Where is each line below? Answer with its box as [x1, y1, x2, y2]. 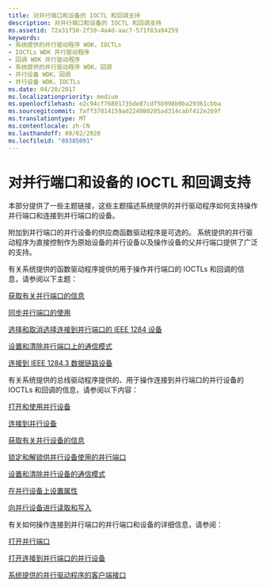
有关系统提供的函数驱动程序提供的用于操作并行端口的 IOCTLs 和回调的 [8, 265, 237, 274]
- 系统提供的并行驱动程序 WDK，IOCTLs [8, 41, 122, 49]
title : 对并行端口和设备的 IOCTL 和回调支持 [8, 11, 141, 20]
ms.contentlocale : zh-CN [8, 122, 90, 130]
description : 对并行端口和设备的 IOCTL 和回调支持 [8, 19, 162, 27]
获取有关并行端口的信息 [8, 291, 85, 301]
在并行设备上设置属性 [8, 486, 78, 496]
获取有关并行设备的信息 [8, 436, 85, 445]
